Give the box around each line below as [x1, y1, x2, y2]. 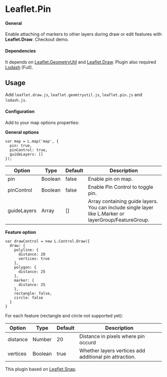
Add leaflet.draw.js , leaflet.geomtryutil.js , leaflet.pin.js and [5, 92, 143, 98]
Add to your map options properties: [5, 119, 80, 125]
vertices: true [18, 256, 50, 261]
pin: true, [9, 143, 32, 148]
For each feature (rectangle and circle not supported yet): [5, 312, 123, 318]
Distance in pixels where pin [79, 333, 145, 340]
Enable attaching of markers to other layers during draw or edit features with [5, 31, 162, 37]
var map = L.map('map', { [5, 139, 59, 144]
